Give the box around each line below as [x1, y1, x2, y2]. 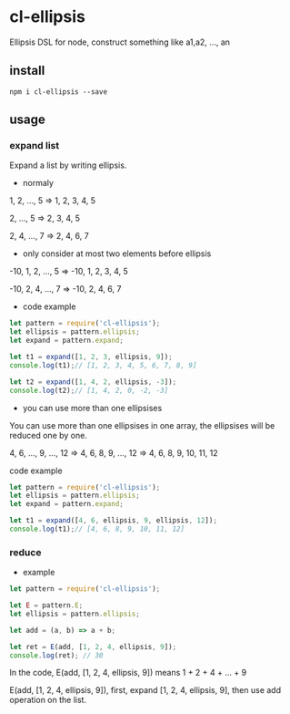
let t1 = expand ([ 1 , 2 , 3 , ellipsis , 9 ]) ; [9, 353, 173, 362]
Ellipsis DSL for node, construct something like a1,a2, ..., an [9, 36, 230, 47]
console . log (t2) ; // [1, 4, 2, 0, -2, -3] [9, 386, 169, 395]
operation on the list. [9, 695, 87, 706]
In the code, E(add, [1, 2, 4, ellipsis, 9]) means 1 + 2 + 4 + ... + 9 [9, 667, 247, 678]
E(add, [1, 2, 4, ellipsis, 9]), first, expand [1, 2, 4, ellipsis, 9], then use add [9, 685, 282, 696]
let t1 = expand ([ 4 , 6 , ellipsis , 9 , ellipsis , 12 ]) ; [9, 516, 218, 525]
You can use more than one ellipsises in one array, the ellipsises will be [9, 419, 275, 430]
